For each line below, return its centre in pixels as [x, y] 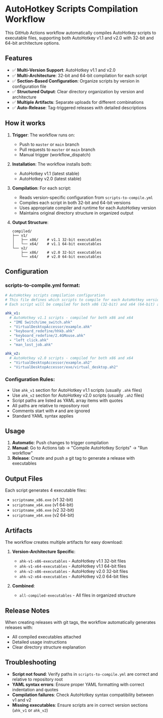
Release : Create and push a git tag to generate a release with [73, 458]
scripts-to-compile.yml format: [43, 285]
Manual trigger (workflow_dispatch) [55, 154]
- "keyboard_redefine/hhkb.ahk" [42, 331]
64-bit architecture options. [33, 43]
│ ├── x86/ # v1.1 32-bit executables [57, 240]
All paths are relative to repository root [50, 405]
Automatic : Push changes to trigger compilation [60, 443]
